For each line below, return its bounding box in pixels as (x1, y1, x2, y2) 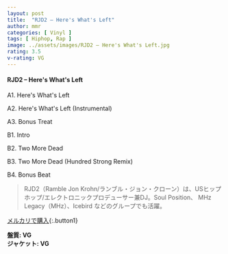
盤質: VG (7, 231, 32, 239)
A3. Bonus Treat (7, 117, 53, 125)
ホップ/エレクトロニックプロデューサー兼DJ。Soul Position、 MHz (23, 193, 212, 201)
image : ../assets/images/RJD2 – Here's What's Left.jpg (7, 42, 170, 49)
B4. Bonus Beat (7, 170, 51, 179)
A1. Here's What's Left (7, 90, 70, 99)
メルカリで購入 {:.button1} (7, 216, 79, 225)
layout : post (7, 10, 45, 17)
